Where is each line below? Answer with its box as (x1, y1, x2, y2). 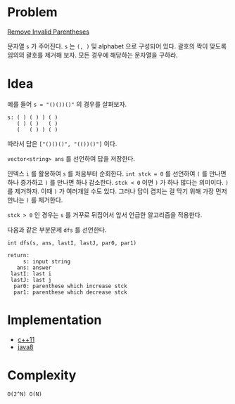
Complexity (7, 367, 77, 383)
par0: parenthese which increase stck (13, 282, 128, 289)
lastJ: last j (10, 276, 52, 283)
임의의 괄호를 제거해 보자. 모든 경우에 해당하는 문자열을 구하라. (7, 51, 178, 59)
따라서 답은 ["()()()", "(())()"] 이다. (7, 139, 118, 148)
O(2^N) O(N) (7, 391, 42, 398)
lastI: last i (10, 270, 52, 278)
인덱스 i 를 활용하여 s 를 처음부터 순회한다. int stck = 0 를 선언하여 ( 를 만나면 (7, 169, 227, 178)
